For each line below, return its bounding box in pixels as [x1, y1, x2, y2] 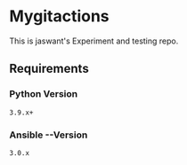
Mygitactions [9, 6, 110, 27]
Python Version [9, 88, 78, 100]
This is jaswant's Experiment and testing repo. [9, 35, 179, 46]
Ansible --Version [9, 129, 88, 141]
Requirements [9, 61, 89, 76]
